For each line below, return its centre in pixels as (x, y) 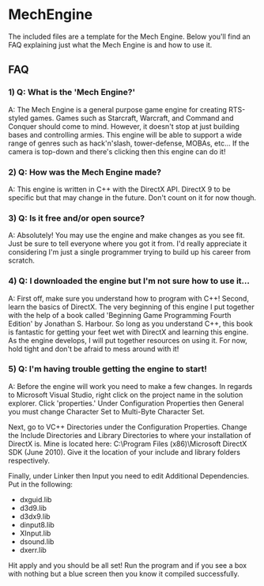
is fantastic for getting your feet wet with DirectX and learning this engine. (128, 332)
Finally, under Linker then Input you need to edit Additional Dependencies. (129, 475)
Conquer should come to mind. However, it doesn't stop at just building (124, 126)
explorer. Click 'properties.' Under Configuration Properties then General (126, 403)
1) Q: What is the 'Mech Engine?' (72, 93)
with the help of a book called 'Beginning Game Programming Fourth (120, 315)
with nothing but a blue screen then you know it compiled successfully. (124, 573)
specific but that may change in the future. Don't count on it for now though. (132, 197)
